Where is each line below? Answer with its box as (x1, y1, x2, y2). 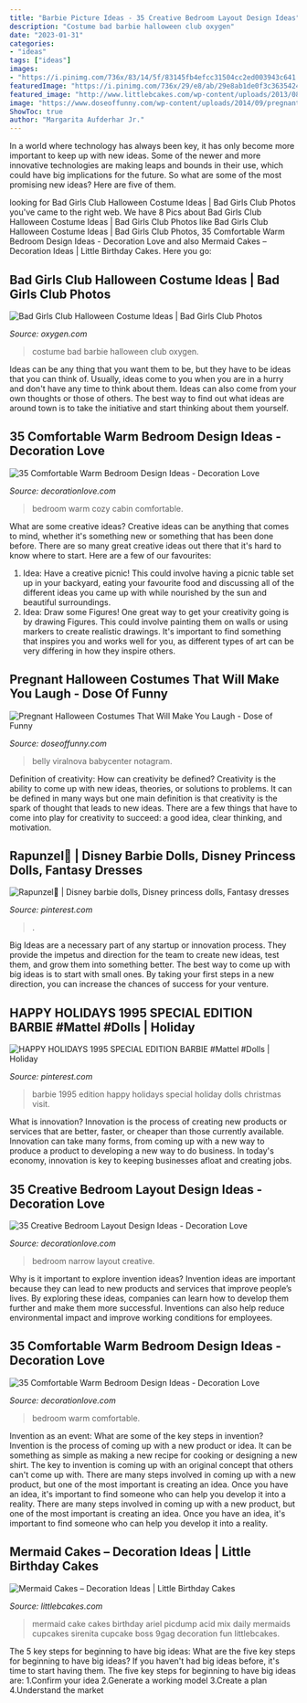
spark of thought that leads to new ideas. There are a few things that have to (9, 802, 298, 814)
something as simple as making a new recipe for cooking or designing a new (9, 1450, 298, 1461)
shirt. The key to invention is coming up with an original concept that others (9, 1459, 294, 1470)
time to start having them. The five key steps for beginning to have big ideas (9, 1665, 297, 1676)
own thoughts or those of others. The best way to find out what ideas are (9, 392, 285, 403)
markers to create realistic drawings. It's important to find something (22, 625, 281, 636)
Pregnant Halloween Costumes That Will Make (9, 672, 281, 687)
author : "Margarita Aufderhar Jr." (9, 115, 145, 124)
